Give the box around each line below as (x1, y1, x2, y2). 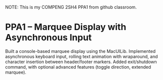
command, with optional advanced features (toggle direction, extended (5, 64, 151, 70)
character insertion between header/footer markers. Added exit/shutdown (5, 59, 157, 65)
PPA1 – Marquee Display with (5, 22, 127, 33)
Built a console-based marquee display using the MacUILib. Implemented (5, 48, 156, 54)
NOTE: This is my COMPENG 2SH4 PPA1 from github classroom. (5, 4, 137, 10)
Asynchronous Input (5, 32, 92, 43)
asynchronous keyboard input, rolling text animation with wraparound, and (5, 53, 158, 59)
